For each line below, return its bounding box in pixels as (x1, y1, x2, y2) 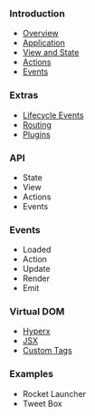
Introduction (9, 7, 65, 20)
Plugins (22, 129, 52, 140)
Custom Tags (22, 345, 72, 356)
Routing (22, 119, 52, 130)
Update (22, 264, 51, 275)
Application (22, 37, 66, 48)
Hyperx (22, 325, 52, 337)
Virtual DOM (9, 305, 65, 318)
